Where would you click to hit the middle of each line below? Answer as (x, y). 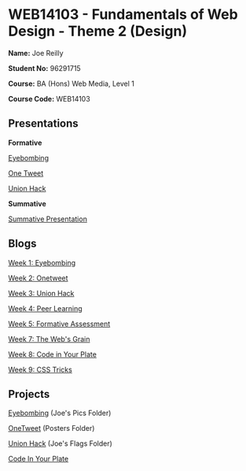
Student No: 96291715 (44, 68)
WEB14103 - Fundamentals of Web (123, 15)
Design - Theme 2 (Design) (97, 31)
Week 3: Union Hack (41, 293)
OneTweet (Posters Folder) (51, 428)
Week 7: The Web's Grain (49, 339)
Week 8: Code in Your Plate (52, 354)
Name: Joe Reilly (36, 53)
